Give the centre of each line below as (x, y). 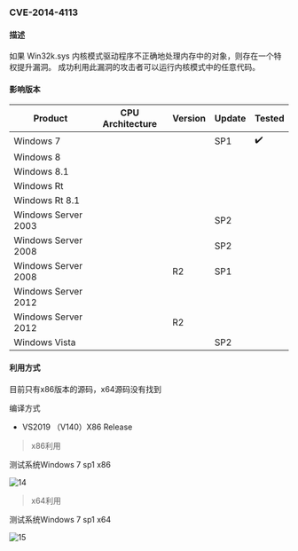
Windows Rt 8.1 (47, 201)
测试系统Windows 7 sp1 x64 (60, 519)
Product (51, 119)
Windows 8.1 (41, 172)
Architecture (130, 124)
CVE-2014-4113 (43, 12)
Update (230, 119)
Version (189, 119)
